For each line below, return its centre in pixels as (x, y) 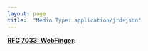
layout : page (27, 14)
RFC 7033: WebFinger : (42, 40)
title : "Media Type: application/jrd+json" (74, 20)
